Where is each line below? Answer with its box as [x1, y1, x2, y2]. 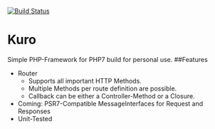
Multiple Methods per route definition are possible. [28, 84, 177, 93]
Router [17, 68, 38, 78]
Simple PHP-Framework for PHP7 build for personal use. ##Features [7, 55, 208, 63]
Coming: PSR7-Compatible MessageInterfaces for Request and [17, 99, 204, 108]
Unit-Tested [17, 114, 53, 123]
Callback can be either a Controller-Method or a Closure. [28, 91, 195, 100]
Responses [17, 107, 51, 115]
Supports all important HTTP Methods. [28, 76, 142, 85]
